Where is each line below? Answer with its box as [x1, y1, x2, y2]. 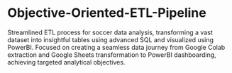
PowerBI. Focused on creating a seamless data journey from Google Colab [7, 43, 226, 51]
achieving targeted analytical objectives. [7, 58, 126, 66]
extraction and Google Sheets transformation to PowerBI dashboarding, [7, 51, 216, 59]
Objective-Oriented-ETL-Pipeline [7, 5, 207, 21]
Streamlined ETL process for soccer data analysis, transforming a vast [7, 28, 213, 36]
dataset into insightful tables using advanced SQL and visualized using [7, 35, 214, 44]
